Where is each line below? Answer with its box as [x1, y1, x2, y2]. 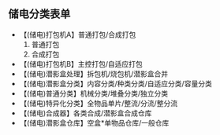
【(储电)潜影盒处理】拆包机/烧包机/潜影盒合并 [19, 69, 169, 78]
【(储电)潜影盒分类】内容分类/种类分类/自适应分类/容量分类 [19, 78, 213, 88]
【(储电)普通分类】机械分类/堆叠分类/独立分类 [19, 89, 169, 98]
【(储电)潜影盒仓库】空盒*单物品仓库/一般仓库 [19, 118, 170, 127]
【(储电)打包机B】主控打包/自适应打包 [19, 59, 144, 68]
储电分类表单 [8, 7, 71, 21]
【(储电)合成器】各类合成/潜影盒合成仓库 [19, 108, 152, 118]
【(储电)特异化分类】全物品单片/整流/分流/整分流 [19, 98, 178, 108]
